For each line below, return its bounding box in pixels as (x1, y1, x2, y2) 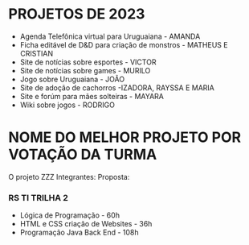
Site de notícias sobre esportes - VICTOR (19, 57, 157, 67)
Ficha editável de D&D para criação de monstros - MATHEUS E (19, 39, 228, 49)
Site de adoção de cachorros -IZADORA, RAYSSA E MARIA (19, 82, 215, 93)
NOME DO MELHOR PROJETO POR (8, 128, 242, 147)
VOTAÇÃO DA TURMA (8, 146, 157, 164)
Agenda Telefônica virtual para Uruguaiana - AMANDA (19, 31, 201, 41)
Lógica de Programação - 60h (19, 210, 120, 220)
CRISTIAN (19, 48, 54, 58)
